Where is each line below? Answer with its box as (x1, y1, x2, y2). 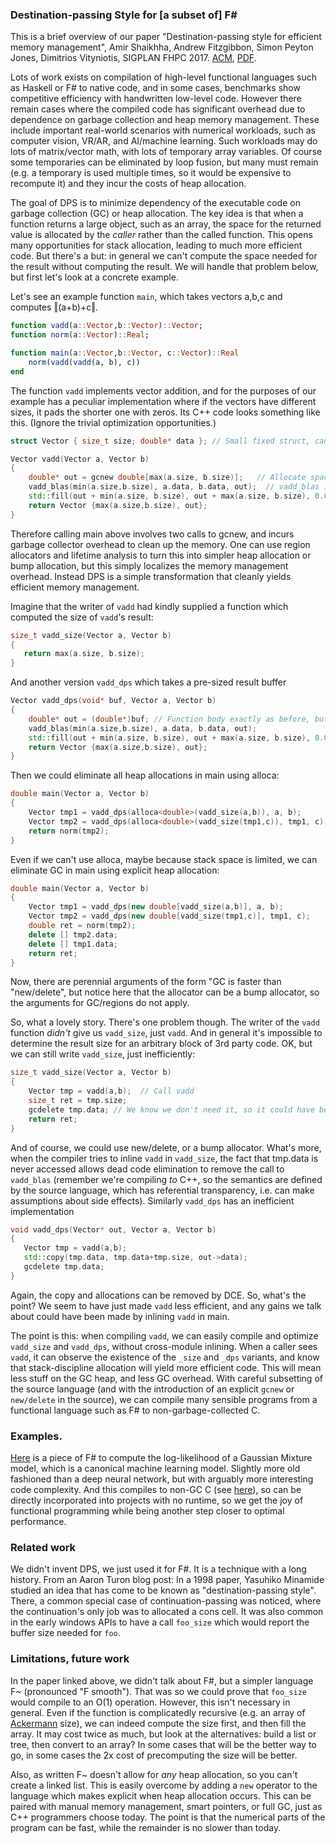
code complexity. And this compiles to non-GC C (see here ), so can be (10, 1484, 302, 1496)
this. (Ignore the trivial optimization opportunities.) (10, 416, 217, 428)
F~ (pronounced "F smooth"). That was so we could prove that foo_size (10, 1685, 307, 1697)
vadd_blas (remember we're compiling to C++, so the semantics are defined (10, 1173, 323, 1185)
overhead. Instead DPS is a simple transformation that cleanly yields (10, 570, 292, 582)
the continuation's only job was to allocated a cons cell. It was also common (10, 1606, 324, 1618)
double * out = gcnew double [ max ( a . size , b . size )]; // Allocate (28, 473, 307, 483)
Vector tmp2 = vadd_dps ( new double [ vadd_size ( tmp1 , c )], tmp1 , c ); (28, 911, 311, 922)
